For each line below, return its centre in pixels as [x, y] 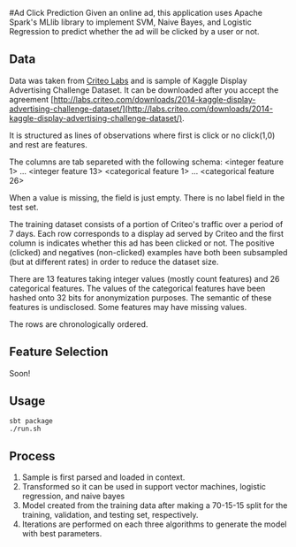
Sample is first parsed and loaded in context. [103, 477]
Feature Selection [59, 352]
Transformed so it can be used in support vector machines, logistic [144, 487]
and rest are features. [49, 144]
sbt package [31, 422]
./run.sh [25, 429]
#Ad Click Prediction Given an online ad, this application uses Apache [136, 13]
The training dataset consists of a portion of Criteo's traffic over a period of [146, 224]
